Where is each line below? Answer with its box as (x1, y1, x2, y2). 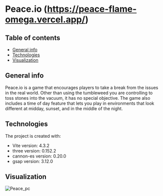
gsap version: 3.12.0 (12, 158, 53, 164)
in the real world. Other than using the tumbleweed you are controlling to (5, 90, 153, 96)
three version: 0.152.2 (12, 148, 56, 154)
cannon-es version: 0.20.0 (12, 153, 67, 159)
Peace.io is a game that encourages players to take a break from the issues (5, 84, 159, 90)
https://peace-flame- (47, 3, 137, 15)
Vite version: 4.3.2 (12, 142, 49, 149)
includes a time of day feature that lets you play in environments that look (5, 100, 155, 106)
